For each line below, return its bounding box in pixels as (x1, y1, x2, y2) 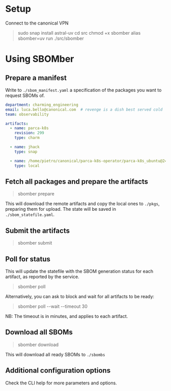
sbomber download (17, 341, 59, 348)
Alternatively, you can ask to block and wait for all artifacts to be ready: (5, 294, 154, 299)
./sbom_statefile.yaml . (5, 211, 55, 217)
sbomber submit (17, 240, 52, 246)
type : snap (14, 149, 38, 154)
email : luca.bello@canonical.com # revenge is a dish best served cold (5, 107, 163, 112)
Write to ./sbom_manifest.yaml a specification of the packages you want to (5, 87, 162, 93)
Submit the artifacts (5, 226, 70, 235)
